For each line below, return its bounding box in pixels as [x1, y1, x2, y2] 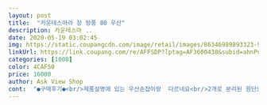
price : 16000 [8, 70, 52, 78]
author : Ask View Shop [8, 77, 83, 85]
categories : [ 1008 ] [8, 56, 73, 64]
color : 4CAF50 [8, 63, 56, 71]
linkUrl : [8, 48, 37, 56]
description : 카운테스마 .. [8, 26, 93, 34]
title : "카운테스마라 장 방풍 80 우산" [8, 19, 126, 27]
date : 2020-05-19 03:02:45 [8, 33, 98, 42]
